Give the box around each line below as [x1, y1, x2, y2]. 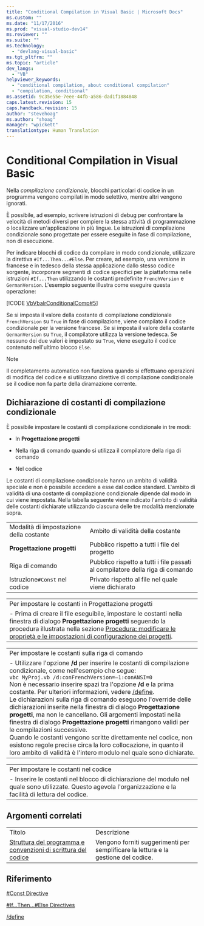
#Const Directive [6, 890, 49, 897]
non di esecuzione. [6, 237, 54, 244]
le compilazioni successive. [9, 725, 88, 734]
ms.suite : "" [6, 37, 39, 43]
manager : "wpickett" [6, 122, 59, 128]
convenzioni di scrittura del [9, 845, 87, 854]
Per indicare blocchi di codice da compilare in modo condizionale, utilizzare [6, 249, 195, 256]
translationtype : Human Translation [6, 128, 99, 134]
